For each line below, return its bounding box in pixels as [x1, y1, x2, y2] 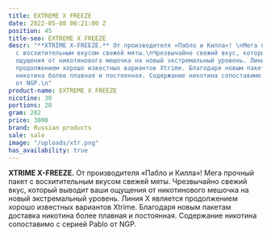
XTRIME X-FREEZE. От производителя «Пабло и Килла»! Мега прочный [8, 168, 254, 178]
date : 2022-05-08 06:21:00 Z [8, 19, 106, 27]
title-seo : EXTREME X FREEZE [8, 34, 106, 43]
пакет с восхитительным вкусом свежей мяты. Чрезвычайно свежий [8, 177, 248, 186]
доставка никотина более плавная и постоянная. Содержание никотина [8, 210, 257, 221]
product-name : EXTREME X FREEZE [8, 86, 117, 95]
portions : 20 [8, 101, 52, 109]
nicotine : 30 [8, 94, 52, 102]
